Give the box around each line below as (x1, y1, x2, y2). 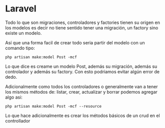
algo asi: (5, 94, 22, 100)
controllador (5, 118, 30, 124)
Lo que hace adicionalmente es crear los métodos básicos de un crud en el (5, 113, 160, 119)
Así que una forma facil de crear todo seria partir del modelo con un (5, 39, 145, 45)
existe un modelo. (5, 30, 42, 36)
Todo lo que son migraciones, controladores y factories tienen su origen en (5, 19, 160, 25)
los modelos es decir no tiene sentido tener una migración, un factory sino (5, 24, 158, 30)
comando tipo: (5, 45, 35, 51)
